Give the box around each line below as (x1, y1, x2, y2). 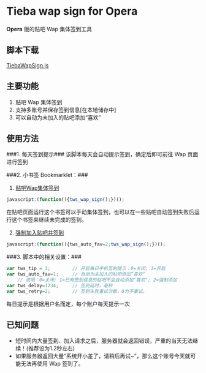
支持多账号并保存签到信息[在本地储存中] (15, 106, 116, 113)
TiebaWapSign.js (6, 61, 49, 69)
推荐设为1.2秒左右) (28, 345, 75, 352)
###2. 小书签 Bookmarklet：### (6, 171, 88, 179)
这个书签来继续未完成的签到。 (11, 216, 87, 224)
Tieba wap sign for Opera (6, 4, 138, 18)
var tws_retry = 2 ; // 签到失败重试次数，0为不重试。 (6, 288, 147, 295)
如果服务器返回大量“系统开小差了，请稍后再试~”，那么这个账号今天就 (15, 352, 191, 360)
